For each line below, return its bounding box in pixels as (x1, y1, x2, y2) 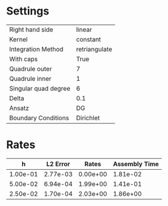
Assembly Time (113, 159, 160, 168)
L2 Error (46, 159, 70, 168)
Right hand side (9, 25, 54, 34)
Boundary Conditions (9, 114, 69, 122)
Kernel (9, 35, 28, 43)
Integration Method (9, 45, 64, 53)
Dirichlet (76, 114, 101, 122)
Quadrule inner (9, 74, 52, 83)
